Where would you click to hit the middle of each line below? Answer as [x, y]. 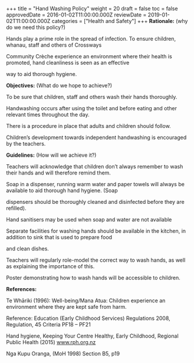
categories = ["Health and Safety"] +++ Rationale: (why [120, 21]
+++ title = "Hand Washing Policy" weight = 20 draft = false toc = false [92, 9]
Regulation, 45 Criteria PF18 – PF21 [49, 324]
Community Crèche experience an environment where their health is [89, 56]
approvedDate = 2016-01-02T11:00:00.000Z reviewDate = [76, 15]
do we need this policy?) [36, 27]
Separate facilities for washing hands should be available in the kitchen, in [96, 231]
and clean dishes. [27, 249]
